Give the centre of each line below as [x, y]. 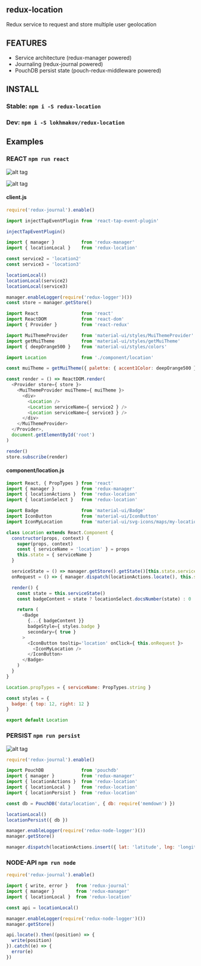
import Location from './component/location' [80, 357]
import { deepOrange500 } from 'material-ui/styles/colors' [87, 347]
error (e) [22, 952]
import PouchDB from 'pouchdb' [63, 771]
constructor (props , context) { [51, 538]
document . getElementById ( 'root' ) [53, 435]
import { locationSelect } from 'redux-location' [72, 500]
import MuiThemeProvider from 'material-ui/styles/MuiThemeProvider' [100, 335]
